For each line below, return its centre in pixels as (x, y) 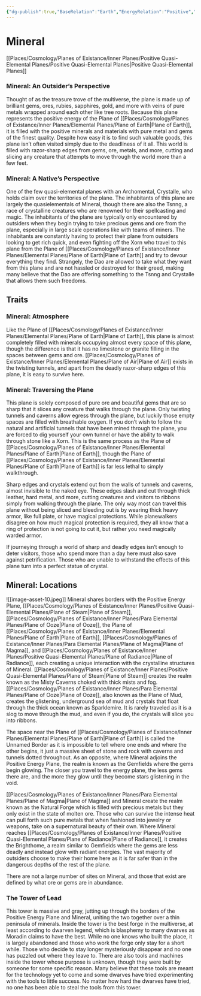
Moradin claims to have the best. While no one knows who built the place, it (99, 937)
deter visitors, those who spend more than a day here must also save (91, 553)
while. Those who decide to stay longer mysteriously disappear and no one (99, 949)
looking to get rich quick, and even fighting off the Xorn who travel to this (96, 243)
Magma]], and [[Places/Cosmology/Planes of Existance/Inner (82, 650)
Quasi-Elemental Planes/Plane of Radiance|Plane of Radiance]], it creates (97, 839)
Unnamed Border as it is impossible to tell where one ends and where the (96, 744)
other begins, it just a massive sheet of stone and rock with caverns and (95, 751)
